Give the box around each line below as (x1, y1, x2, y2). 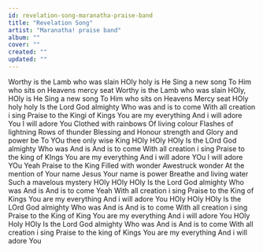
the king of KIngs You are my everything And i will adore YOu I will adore (8, 152, 243, 161)
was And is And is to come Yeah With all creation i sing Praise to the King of (8, 186, 254, 195)
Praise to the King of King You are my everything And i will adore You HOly (8, 210, 250, 220)
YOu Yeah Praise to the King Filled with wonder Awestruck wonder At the (8, 161, 245, 170)
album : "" (8, 33, 41, 42)
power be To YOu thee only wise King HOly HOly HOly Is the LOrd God (8, 135, 237, 145)
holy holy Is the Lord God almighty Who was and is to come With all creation (8, 102, 256, 111)
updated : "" (8, 56, 47, 64)
